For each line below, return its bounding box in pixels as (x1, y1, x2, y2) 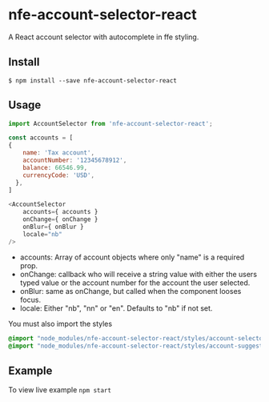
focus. (19, 295, 42, 304)
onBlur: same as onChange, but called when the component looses (19, 286, 242, 295)
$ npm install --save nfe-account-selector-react (8, 76, 178, 85)
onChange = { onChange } (22, 215, 98, 223)
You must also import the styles (8, 319, 113, 328)
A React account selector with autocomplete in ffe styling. (8, 32, 199, 42)
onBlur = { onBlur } (22, 223, 84, 231)
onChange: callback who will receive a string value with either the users (19, 269, 258, 279)
